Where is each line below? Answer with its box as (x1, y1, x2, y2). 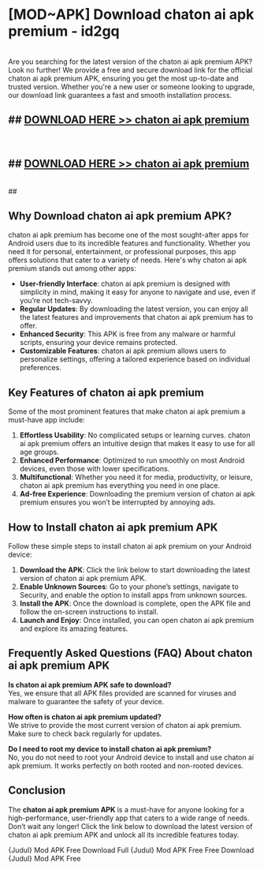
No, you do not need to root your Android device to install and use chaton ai (8, 752, 255, 762)
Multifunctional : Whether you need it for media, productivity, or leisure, (19, 472, 253, 482)
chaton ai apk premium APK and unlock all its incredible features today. (8, 830, 240, 839)
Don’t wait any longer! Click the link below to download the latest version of (8, 821, 254, 831)
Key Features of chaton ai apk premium (8, 385, 205, 399)
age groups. (19, 448, 59, 457)
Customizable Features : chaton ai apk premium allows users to (19, 346, 227, 356)
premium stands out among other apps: (8, 264, 136, 273)
